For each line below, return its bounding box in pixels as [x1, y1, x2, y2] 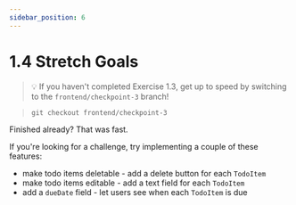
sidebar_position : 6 [9, 12, 86, 22]
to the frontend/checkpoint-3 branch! [30, 91, 169, 102]
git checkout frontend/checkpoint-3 [30, 108, 168, 117]
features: [9, 151, 43, 161]
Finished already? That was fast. [9, 124, 128, 135]
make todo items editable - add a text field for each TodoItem [21, 177, 245, 188]
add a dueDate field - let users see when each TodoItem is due [21, 186, 248, 197]
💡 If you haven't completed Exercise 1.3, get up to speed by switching [30, 81, 287, 92]
